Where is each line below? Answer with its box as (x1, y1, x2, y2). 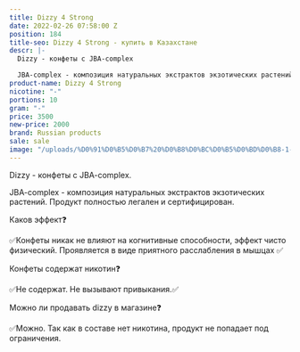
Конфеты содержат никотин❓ (9, 263, 121, 274)
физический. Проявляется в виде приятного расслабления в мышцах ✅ (9, 244, 284, 255)
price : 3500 (9, 112, 54, 121)
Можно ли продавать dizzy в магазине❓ (9, 302, 162, 313)
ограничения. (9, 332, 62, 343)
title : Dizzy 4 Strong (9, 12, 94, 22)
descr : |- (9, 46, 46, 55)
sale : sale (9, 137, 50, 146)
